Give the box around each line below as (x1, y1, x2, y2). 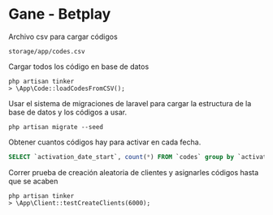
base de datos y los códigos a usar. (8, 107, 128, 117)
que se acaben (8, 176, 58, 186)
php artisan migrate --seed (8, 123, 104, 131)
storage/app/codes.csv (8, 47, 85, 55)
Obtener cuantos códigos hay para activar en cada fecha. (8, 137, 201, 147)
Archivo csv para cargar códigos (8, 32, 118, 41)
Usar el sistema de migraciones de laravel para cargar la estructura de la (8, 98, 252, 108)
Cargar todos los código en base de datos (8, 62, 149, 71)
